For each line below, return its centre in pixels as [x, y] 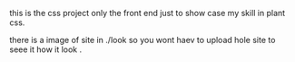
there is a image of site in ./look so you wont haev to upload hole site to [143, 40]
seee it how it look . [46, 49]
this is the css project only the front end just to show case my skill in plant [147, 13]
